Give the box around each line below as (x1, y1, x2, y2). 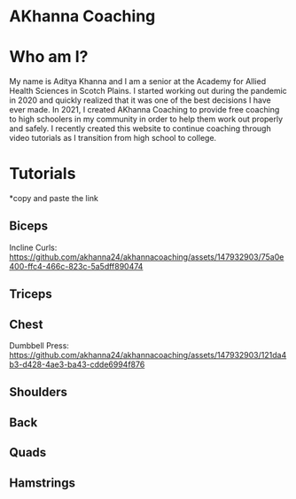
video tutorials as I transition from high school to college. (9, 133, 217, 144)
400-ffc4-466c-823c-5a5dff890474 (9, 261, 144, 271)
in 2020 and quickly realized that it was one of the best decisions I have (9, 95, 272, 105)
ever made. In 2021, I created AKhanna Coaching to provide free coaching (9, 105, 280, 115)
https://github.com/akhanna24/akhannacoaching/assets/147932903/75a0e (9, 251, 284, 262)
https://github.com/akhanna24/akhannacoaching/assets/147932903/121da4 (9, 350, 287, 361)
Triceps (9, 286, 53, 302)
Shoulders (9, 385, 68, 400)
